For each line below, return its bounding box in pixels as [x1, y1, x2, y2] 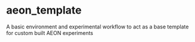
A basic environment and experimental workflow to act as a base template [6, 23, 189, 30]
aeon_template [6, 4, 82, 17]
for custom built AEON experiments [6, 29, 94, 36]
